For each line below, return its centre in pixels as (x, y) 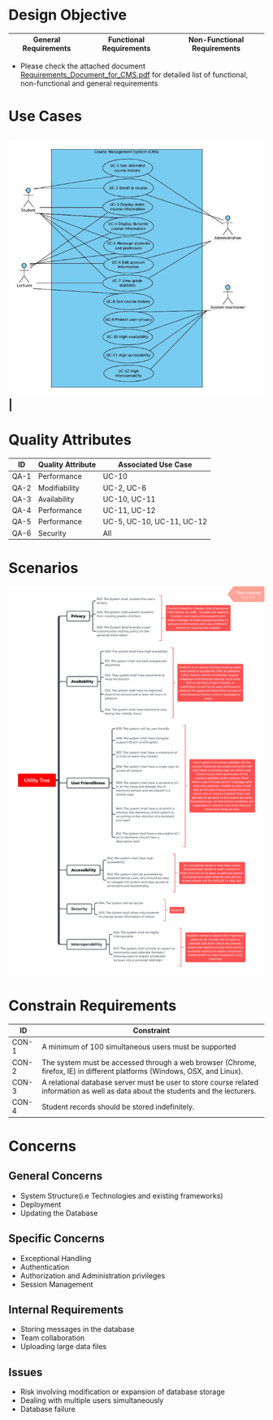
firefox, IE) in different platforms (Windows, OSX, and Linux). (143, 1071)
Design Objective (68, 15)
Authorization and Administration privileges (93, 1275)
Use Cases (45, 116)
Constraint (152, 1031)
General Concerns (56, 1176)
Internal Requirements (66, 1310)
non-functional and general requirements (89, 83)
